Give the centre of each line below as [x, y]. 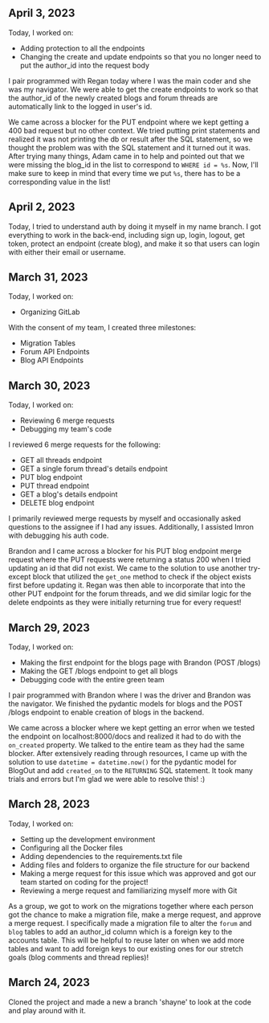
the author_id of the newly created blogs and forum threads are [113, 98]
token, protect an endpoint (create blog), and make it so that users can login [134, 243]
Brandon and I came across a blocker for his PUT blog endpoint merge [125, 551]
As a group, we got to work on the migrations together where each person [131, 906]
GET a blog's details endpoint [69, 494]
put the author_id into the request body [85, 65]
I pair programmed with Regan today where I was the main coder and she [130, 80]
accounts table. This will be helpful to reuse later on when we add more [126, 940]
